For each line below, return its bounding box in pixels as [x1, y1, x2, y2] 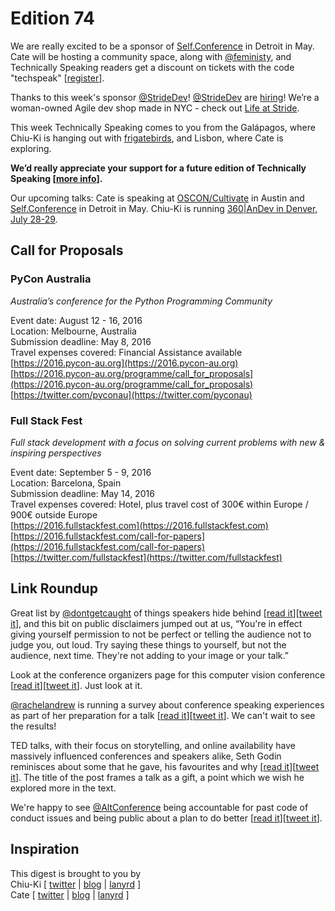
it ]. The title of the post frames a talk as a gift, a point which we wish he [10, 771, 305, 783]
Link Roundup [10, 580, 98, 597]
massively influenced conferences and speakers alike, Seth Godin [10, 750, 282, 762]
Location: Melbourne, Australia [10, 325, 137, 337]
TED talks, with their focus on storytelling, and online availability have [10, 739, 296, 751]
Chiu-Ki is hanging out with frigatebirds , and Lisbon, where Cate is [10, 132, 284, 144]
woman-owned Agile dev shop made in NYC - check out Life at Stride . [10, 102, 300, 114]
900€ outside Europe [10, 508, 98, 521]
